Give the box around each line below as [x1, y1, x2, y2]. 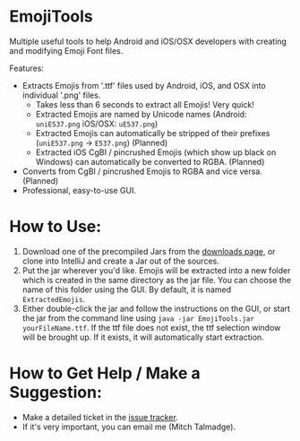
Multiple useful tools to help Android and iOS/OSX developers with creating [9, 36, 287, 47]
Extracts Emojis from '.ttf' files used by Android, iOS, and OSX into [21, 80, 266, 91]
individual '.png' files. [21, 90, 101, 100]
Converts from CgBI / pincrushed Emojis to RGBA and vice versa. [21, 166, 262, 177]
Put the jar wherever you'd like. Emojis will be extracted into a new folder [21, 264, 291, 275]
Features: [9, 63, 45, 73]
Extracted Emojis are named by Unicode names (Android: [35, 108, 248, 119]
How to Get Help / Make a [9, 363, 201, 384]
